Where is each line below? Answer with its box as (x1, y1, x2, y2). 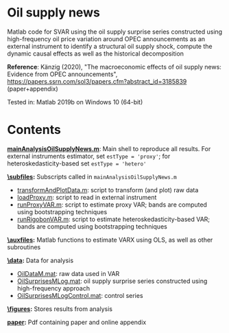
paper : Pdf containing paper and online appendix (7, 318, 147, 326)
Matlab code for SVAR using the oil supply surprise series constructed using (7, 27, 223, 36)
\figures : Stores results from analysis (7, 304, 113, 313)
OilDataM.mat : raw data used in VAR (16, 269, 120, 277)
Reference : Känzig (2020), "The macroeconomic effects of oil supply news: (7, 62, 221, 71)
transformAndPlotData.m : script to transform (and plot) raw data (16, 185, 199, 194)
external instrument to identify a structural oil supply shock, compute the (7, 42, 213, 50)
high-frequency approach (16, 284, 91, 292)
